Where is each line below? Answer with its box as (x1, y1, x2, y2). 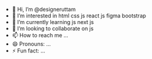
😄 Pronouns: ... (12, 40, 51, 48)
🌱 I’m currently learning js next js (12, 19, 94, 25)
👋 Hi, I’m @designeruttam (12, 6, 76, 13)
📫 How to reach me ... (12, 32, 68, 39)
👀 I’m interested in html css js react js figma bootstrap (12, 12, 147, 19)
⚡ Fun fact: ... (12, 47, 45, 54)
